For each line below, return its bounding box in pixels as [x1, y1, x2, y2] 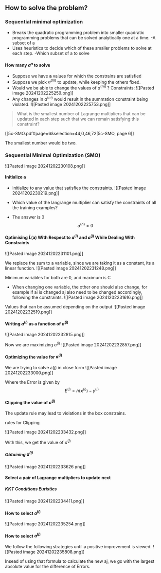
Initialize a [5, 174, 26, 180]
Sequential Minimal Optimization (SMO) [5, 152, 101, 159]
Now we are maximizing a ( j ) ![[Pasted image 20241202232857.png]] [5, 341, 142, 348]
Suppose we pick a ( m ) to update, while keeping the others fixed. [12, 78, 141, 85]
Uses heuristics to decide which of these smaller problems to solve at [12, 45, 152, 51]
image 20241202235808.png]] [23, 549, 85, 555]
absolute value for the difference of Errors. [5, 563, 90, 569]
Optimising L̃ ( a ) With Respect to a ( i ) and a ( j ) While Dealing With [5, 233, 135, 240]
